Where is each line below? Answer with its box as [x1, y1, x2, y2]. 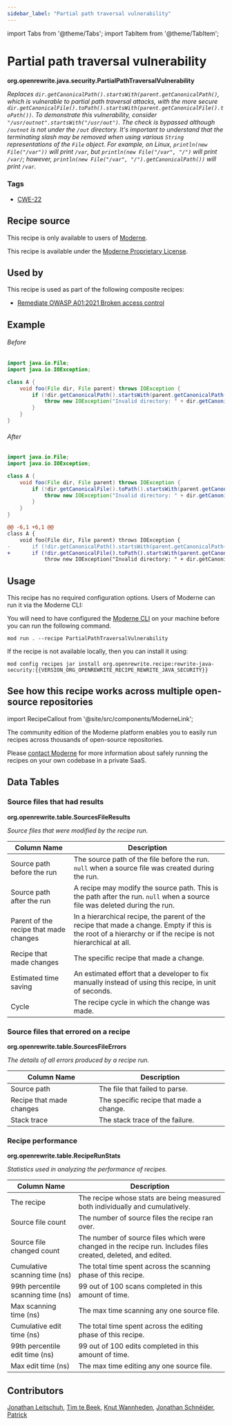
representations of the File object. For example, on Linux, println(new [7, 140, 208, 148]
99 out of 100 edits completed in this [78, 1341, 199, 1351]
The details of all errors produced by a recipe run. [7, 1056, 150, 1064]
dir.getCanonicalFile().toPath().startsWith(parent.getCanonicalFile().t [7, 105, 224, 112]
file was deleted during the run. [73, 900, 175, 910]
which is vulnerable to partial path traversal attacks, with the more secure [7, 97, 218, 105]
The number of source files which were [78, 1233, 206, 1243]
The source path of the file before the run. [73, 854, 210, 864]
